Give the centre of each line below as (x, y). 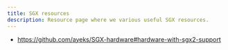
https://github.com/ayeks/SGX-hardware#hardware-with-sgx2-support (119, 39)
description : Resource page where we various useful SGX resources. (108, 20)
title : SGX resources (38, 13)
